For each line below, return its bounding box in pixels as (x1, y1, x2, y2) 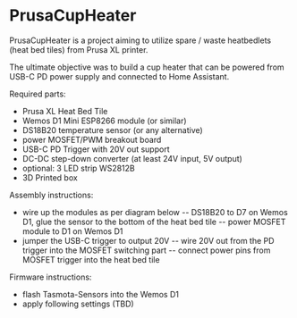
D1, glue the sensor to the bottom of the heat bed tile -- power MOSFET (21, 216, 286, 227)
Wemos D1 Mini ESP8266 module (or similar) (21, 115, 187, 126)
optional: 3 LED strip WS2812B (21, 163, 136, 173)
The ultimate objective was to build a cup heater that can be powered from (9, 62, 284, 72)
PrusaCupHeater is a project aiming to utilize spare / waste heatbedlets (9, 35, 271, 46)
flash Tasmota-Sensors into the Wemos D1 (21, 289, 179, 299)
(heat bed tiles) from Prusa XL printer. (9, 44, 148, 54)
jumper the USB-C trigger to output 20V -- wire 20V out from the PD (21, 235, 275, 246)
